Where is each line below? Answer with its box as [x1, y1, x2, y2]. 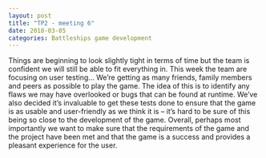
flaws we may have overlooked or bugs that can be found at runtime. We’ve [8, 89, 258, 100]
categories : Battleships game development [8, 34, 152, 42]
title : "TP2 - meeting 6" [8, 19, 95, 27]
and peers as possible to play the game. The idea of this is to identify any [8, 81, 250, 91]
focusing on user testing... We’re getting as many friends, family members [8, 73, 252, 82]
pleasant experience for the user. [8, 140, 118, 150]
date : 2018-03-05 [8, 26, 66, 34]
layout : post [8, 11, 52, 20]
